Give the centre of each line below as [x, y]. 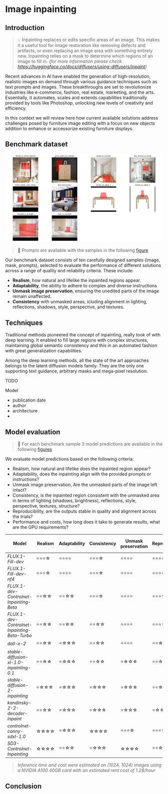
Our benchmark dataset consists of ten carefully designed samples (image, [83, 260]
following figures [35, 449]
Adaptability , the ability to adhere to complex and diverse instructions [85, 286]
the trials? [22, 516]
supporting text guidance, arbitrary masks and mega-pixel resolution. [77, 371]
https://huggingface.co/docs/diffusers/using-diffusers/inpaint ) [82, 67]
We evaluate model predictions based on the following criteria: [69, 459]
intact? [19, 490]
